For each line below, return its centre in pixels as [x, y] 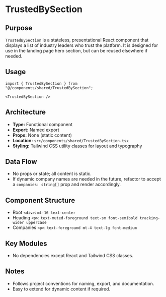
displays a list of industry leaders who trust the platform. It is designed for [82, 45]
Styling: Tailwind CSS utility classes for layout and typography [77, 146]
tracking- [150, 218]
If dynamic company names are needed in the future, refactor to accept [87, 179]
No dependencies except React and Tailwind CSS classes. [73, 256]
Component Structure [40, 200]
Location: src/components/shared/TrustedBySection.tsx [71, 140]
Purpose [19, 28]
